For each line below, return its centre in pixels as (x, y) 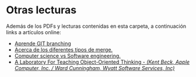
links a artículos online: (34, 32)
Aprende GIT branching (43, 43)
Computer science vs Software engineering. (67, 56)
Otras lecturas (41, 10)
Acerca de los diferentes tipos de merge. (63, 49)
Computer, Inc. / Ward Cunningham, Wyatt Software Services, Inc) (94, 68)
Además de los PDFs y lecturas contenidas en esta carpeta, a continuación (96, 26)
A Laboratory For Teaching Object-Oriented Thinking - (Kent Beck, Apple (102, 62)
